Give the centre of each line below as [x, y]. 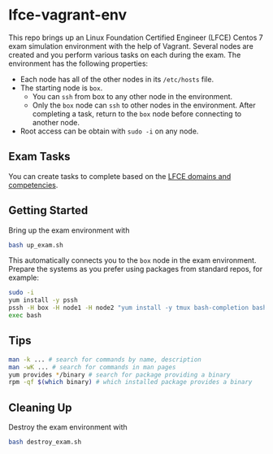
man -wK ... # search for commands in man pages [92, 367]
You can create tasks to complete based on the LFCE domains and [120, 176]
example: [24, 277]
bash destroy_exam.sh [45, 442]
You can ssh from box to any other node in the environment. [132, 96]
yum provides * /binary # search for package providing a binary [119, 375]
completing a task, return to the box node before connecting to [137, 113]
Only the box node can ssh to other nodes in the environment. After [144, 105]
